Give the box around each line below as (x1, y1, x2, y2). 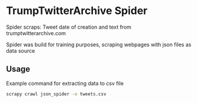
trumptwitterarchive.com (6, 29, 66, 36)
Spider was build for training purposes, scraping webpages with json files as (6, 41, 192, 48)
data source (6, 47, 35, 54)
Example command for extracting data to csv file (6, 80, 124, 87)
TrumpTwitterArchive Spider (6, 4, 148, 18)
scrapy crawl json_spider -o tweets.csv (6, 91, 107, 97)
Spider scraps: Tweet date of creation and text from (6, 23, 132, 30)
